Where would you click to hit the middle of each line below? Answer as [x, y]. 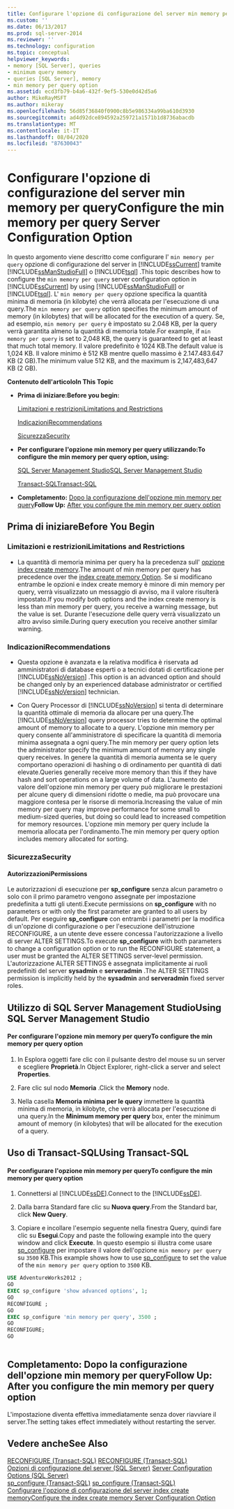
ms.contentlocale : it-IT [43, 131]
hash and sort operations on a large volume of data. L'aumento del [112, 780]
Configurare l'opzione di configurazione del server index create [98, 1490]
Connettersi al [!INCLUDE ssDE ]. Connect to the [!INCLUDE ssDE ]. [109, 1194]
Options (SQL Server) [38, 1475]
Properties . [34, 1074]
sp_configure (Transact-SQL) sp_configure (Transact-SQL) [92, 1482]
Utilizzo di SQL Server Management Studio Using [114, 1008]
